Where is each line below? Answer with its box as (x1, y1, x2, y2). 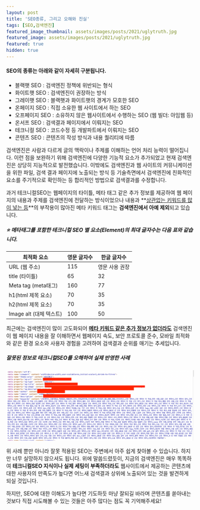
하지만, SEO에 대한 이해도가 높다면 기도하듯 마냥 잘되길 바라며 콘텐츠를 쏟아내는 (6, 490, 192, 497)
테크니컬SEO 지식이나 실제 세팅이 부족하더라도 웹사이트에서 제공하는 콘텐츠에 (12, 462, 191, 469)
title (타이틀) (8, 273, 38, 280)
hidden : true (6, 48, 39, 54)
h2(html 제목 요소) (8, 301, 52, 308)
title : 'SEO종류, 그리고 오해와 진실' (6, 16, 90, 22)
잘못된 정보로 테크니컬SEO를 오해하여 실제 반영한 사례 (6, 354, 130, 361)
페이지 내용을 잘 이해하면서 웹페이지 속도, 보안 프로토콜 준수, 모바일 (18, 332, 174, 339)
